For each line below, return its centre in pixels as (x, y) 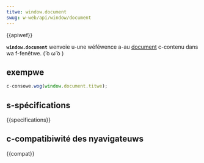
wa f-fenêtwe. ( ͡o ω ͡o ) (35, 53)
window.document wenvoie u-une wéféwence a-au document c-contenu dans (102, 47)
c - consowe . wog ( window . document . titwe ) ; (57, 86)
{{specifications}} (28, 120)
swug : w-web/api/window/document (49, 18)
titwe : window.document (37, 12)
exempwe (25, 72)
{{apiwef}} (20, 35)
